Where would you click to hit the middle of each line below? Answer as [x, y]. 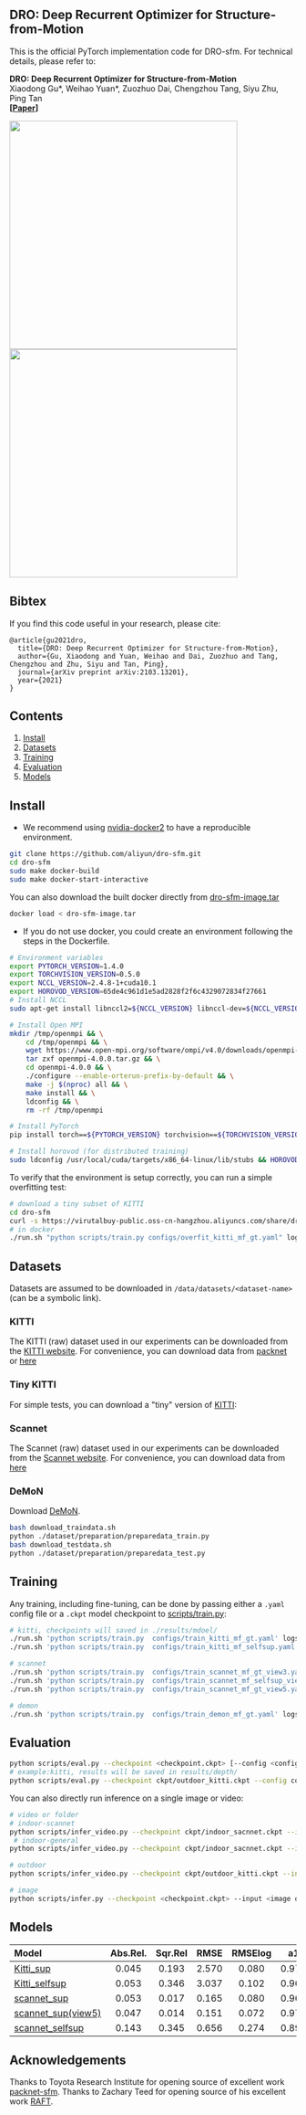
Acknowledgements [68, 2060]
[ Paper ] [24, 108]
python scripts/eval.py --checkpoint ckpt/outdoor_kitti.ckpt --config [148, 1781]
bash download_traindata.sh [63, 1528]
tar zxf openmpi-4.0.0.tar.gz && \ [93, 1059]
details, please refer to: [53, 61]
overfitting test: [38, 1187]
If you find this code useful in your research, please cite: [115, 623]
